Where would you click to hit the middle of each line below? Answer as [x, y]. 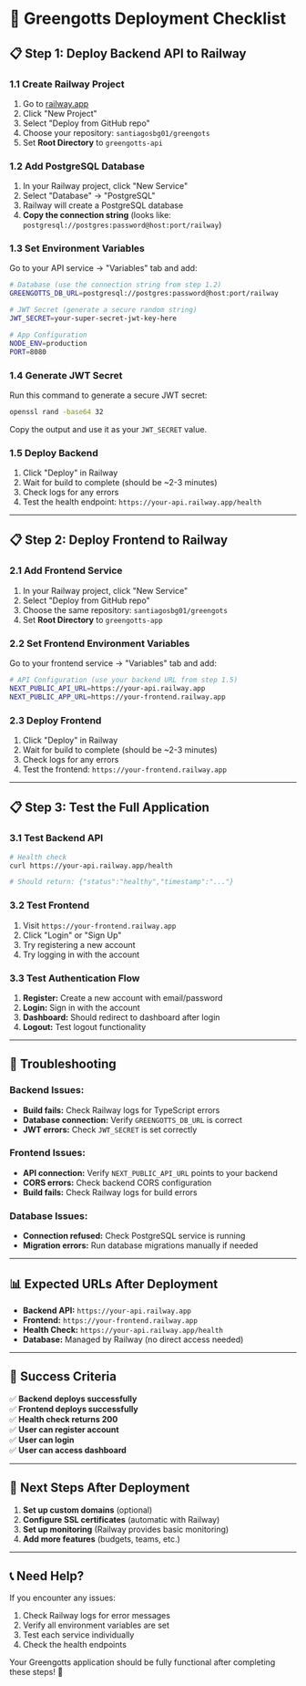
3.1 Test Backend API [56, 838]
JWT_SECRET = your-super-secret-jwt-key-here [93, 318]
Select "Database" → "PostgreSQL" [89, 196]
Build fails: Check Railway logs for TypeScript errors [121, 1110]
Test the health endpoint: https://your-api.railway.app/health [142, 502]
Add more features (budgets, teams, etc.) [101, 1539]
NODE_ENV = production [49, 343]
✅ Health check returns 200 [64, 1419]
